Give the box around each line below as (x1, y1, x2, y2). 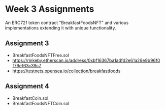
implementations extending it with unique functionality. (5, 25, 116, 30)
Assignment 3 (5, 39, 49, 48)
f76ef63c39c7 (12, 62, 42, 68)
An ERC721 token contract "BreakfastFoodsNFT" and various (5, 20, 129, 26)
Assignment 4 (5, 82, 49, 90)
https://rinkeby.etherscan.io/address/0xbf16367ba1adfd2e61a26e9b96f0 (12, 57, 160, 63)
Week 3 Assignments (5, 3, 95, 15)
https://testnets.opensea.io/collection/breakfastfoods (12, 68, 121, 74)
